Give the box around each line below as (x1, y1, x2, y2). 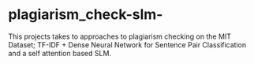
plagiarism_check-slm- (8, 6, 163, 24)
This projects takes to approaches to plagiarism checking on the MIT (8, 32, 231, 41)
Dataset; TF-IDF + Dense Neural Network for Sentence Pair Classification (8, 40, 247, 49)
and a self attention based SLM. (8, 48, 112, 58)
